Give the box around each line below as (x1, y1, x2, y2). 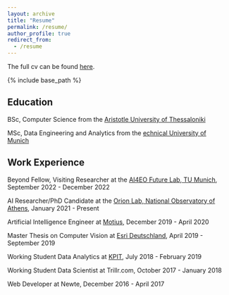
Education (7, 96, 54, 108)
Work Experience (7, 156, 85, 169)
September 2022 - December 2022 (7, 182, 111, 191)
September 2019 (7, 239, 56, 247)
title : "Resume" (7, 17, 55, 24)
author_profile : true (7, 30, 71, 37)
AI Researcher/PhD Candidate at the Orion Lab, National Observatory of (7, 196, 216, 205)
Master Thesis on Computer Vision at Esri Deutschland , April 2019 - (7, 231, 204, 239)
